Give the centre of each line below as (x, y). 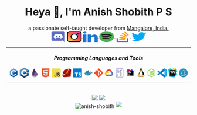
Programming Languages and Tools (98, 58)
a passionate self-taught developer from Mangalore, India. (98, 28)
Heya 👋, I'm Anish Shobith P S (98, 12)
